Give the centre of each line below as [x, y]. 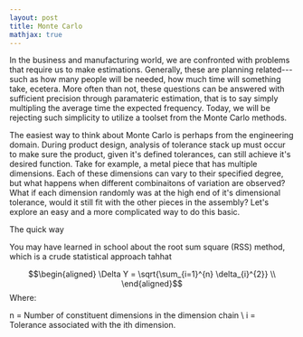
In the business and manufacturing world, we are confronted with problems [150, 61]
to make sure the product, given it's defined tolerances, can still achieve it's [150, 154]
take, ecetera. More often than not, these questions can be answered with [147, 89]
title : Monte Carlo [46, 26]
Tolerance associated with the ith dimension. [93, 325]
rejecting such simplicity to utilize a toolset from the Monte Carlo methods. [148, 117]
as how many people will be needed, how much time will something [155, 80]
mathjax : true [36, 34]
